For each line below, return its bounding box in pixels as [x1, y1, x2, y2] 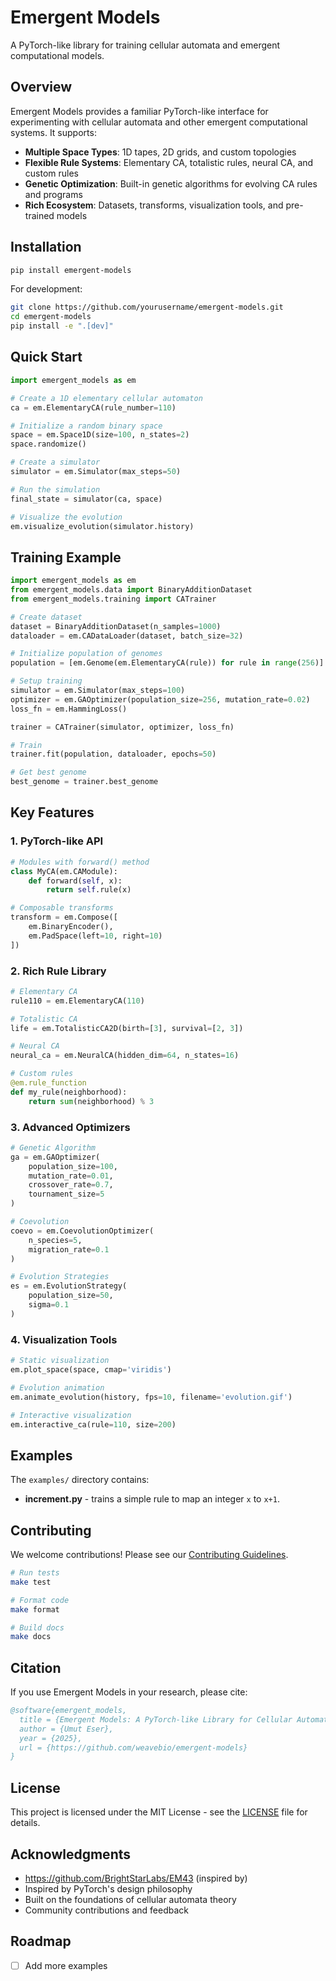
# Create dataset [10, 612, 83, 622]
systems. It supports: [10, 126, 97, 138]
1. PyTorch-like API [10, 834, 104, 848]
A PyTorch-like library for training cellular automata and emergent [10, 39, 281, 51]
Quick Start [10, 349, 83, 366]
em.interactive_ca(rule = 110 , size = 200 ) [10, 1419, 177, 1430]
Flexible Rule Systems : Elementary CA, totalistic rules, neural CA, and [24, 156, 314, 168]
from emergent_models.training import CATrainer [10, 594, 217, 604]
